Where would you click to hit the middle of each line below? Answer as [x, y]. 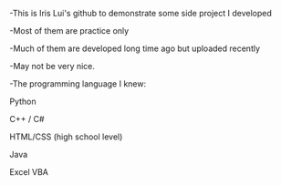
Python [23, 101]
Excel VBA [29, 172]
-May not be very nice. [52, 66]
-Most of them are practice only [69, 31]
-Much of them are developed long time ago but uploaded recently [135, 48]
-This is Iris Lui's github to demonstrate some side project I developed [140, 13]
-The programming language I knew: [78, 84]
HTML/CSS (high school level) [66, 137]
